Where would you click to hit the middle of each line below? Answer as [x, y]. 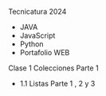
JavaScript [37, 36]
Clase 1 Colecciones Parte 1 [53, 68]
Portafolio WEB [45, 52]
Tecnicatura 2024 [37, 12]
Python [31, 44]
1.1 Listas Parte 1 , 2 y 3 [57, 84]
